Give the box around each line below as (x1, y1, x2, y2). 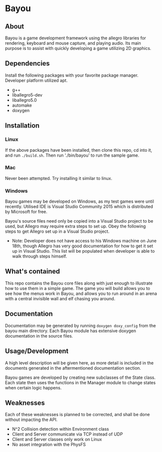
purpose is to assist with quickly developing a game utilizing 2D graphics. (5, 46, 151, 51)
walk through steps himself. (12, 253, 67, 259)
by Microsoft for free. (5, 209, 47, 215)
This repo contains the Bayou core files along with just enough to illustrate (5, 280, 153, 286)
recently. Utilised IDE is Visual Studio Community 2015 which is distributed (5, 204, 153, 210)
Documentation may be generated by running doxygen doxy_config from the (5, 323, 156, 328)
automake (12, 102, 32, 108)
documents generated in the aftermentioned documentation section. (5, 365, 141, 371)
